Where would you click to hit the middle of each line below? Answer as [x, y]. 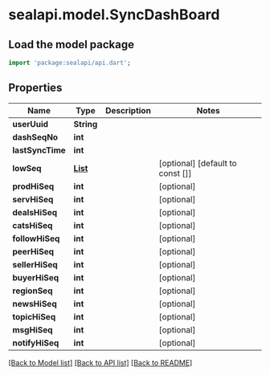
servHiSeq [33, 199]
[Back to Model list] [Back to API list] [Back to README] [100, 362]
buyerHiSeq [36, 277]
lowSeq [27, 168]
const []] [175, 173]
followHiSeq [36, 238]
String [86, 124]
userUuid [31, 124]
